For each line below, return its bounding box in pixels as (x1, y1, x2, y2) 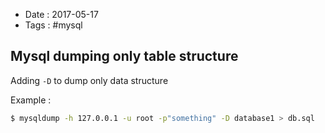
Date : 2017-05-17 (24, 9, 99, 20)
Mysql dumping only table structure (10, 48, 239, 65)
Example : (10, 94, 52, 106)
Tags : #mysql (24, 19, 83, 31)
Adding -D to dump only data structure (10, 74, 169, 86)
